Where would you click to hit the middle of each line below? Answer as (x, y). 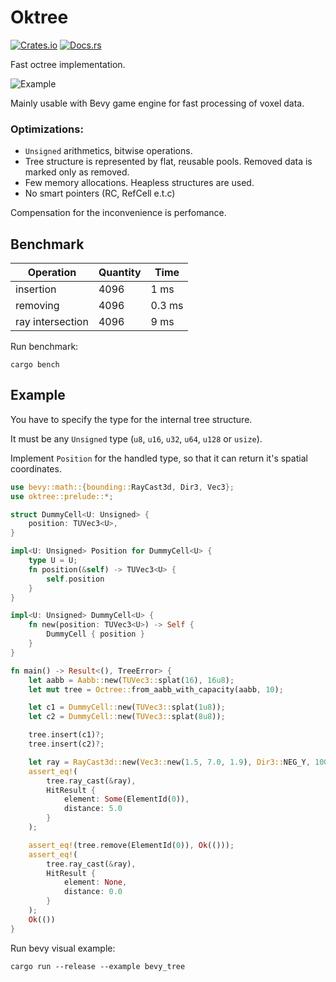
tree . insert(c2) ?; (66, 744)
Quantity (120, 273)
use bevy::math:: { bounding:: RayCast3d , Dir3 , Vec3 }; (122, 487)
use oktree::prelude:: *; (62, 496)
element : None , (95, 882)
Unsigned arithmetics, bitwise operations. (108, 151)
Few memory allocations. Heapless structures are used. (139, 183)
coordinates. (36, 468)
